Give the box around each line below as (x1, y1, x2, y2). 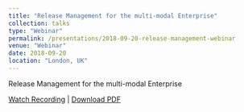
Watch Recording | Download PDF (8, 94, 121, 104)
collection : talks (8, 19, 70, 27)
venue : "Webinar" (8, 42, 67, 50)
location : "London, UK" (8, 57, 89, 65)
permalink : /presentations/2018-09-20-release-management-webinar (8, 34, 236, 43)
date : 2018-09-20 (8, 49, 67, 57)
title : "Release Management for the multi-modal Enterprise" (8, 11, 218, 20)
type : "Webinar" (8, 27, 63, 35)
